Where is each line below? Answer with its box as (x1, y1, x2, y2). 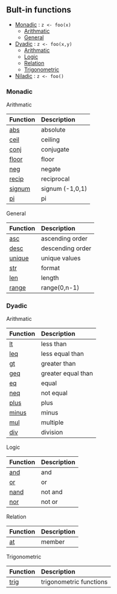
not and (41, 488, 63, 496)
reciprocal (41, 175, 70, 183)
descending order (41, 244, 92, 253)
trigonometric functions (41, 578, 108, 586)
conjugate (41, 145, 69, 153)
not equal (41, 389, 68, 398)
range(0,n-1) (41, 283, 80, 292)
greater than (41, 360, 77, 368)
